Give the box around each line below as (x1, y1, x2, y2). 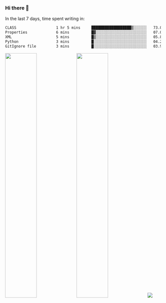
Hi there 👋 (5, 4, 30, 11)
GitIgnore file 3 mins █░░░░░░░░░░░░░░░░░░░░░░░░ (5, 44, 147, 49)
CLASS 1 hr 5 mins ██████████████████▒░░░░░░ (5, 25, 147, 30)
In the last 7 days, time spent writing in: (5, 16, 85, 22)
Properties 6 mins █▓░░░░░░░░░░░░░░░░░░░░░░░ (5, 30, 147, 35)
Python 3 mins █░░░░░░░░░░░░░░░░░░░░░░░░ (5, 39, 147, 44)
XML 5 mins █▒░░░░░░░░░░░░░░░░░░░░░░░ (5, 35, 147, 40)
